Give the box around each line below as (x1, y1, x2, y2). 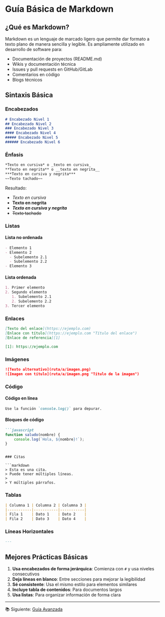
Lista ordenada (5, 274, 37, 280)
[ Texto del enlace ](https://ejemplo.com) (5, 326, 91, 331)
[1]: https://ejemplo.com (5, 344, 58, 349)
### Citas (5, 455, 26, 459)
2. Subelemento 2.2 (11, 299, 52, 304)
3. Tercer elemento (5, 303, 45, 308)
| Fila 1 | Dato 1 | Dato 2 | (5, 512, 87, 517)
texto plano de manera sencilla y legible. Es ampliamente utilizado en (5, 41, 145, 47)
